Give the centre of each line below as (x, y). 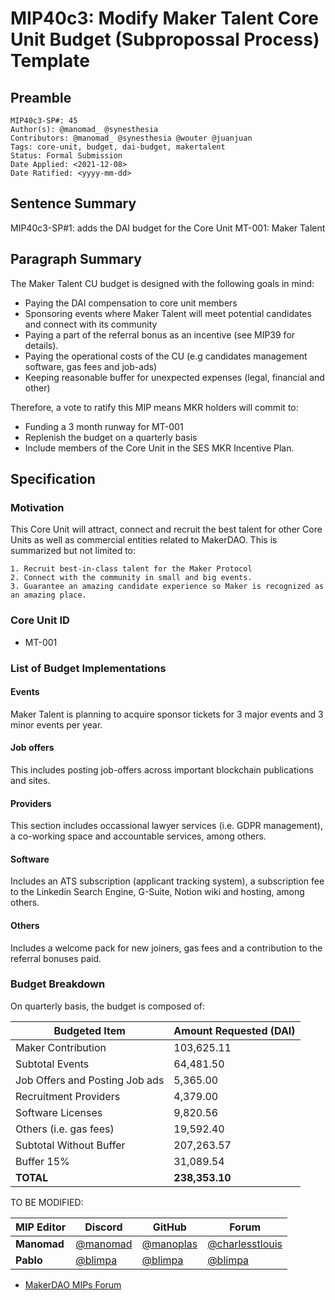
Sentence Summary (73, 203)
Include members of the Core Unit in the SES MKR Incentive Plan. (159, 448)
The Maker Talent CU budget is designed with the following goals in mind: (162, 283)
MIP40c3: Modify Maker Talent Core (164, 18)
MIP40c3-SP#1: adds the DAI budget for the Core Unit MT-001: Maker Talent (168, 228)
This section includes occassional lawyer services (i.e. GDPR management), (166, 826)
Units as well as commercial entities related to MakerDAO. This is (144, 540)
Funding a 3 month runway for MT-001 (104, 426)
